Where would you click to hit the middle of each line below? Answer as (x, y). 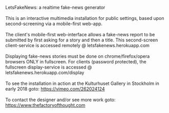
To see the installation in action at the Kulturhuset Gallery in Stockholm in (82, 83)
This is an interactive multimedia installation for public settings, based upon (85, 18)
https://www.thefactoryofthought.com (45, 105)
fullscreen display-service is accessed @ (49, 67)
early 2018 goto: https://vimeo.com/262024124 (55, 89)
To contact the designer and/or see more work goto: (61, 100)
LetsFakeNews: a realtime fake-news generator (55, 7)
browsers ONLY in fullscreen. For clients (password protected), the (76, 62)
